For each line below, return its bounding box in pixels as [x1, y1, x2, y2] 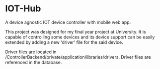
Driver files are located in [5, 49, 57, 55]
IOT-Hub [5, 3, 41, 14]
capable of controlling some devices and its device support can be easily [5, 34, 155, 40]
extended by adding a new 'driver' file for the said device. [5, 39, 123, 45]
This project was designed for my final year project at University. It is [5, 29, 146, 34]
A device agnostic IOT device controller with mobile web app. [5, 19, 131, 25]
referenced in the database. [5, 59, 62, 65]
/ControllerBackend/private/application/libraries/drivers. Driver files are [5, 54, 151, 60]
